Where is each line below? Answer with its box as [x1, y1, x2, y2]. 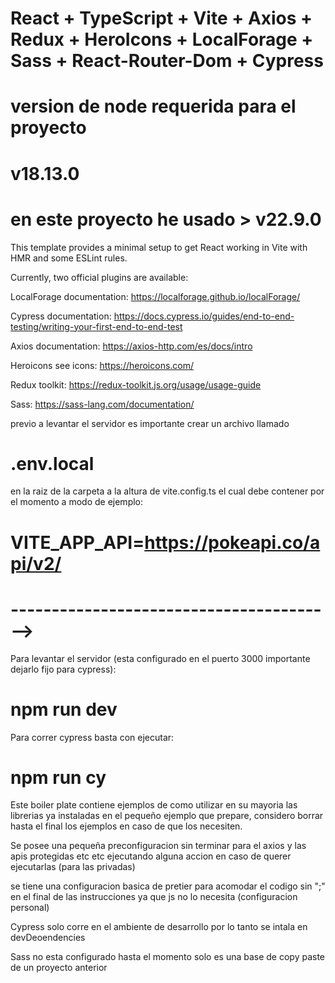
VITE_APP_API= [10, 531, 145, 554]
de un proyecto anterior [10, 962, 108, 974]
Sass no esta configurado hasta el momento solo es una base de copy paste [10, 951, 326, 963]
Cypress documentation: [10, 310, 112, 322]
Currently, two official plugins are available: [10, 271, 189, 283]
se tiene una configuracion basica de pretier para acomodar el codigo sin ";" [10, 880, 326, 892]
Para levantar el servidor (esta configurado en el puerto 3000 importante [10, 652, 311, 664]
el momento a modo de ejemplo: [10, 496, 144, 508]
